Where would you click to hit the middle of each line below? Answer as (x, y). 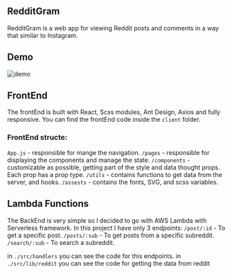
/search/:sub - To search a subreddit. (61, 242)
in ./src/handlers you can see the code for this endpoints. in (94, 256)
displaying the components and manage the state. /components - (99, 160)
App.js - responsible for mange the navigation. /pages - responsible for (108, 152)
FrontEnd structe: (37, 138)
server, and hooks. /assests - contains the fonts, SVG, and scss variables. (113, 182)
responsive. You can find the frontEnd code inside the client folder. (104, 120)
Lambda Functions (48, 204)
